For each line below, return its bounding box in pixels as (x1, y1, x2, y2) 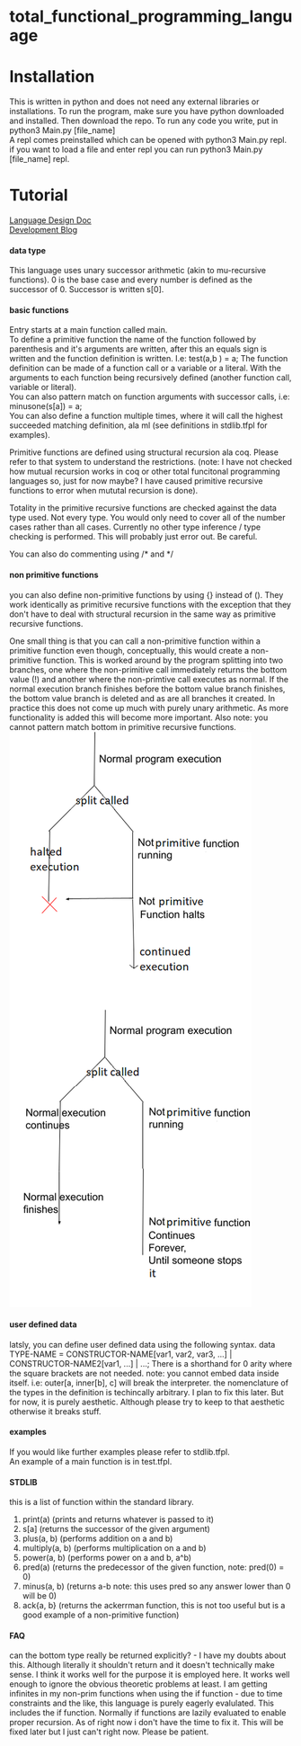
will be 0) (22, 1590, 57, 1601)
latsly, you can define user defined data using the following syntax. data (9, 1339, 276, 1350)
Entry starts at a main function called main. (9, 325, 168, 335)
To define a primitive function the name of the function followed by (9, 334, 257, 345)
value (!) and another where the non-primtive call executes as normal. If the (9, 673, 289, 684)
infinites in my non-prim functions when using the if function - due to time (9, 1688, 283, 1699)
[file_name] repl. (9, 154, 70, 165)
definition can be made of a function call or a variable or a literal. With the (9, 362, 281, 374)
